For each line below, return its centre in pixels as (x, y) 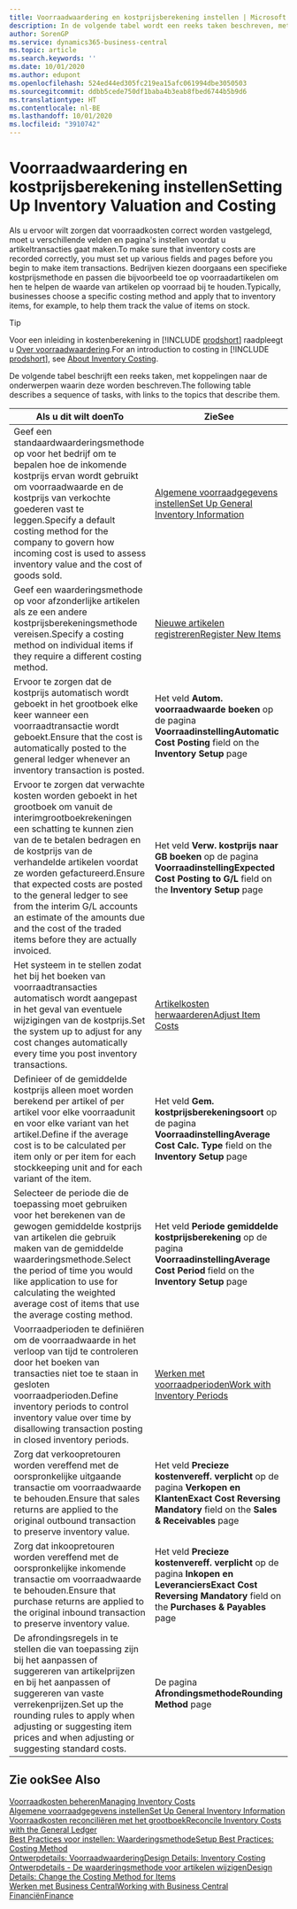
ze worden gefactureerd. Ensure (80, 873)
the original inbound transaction (80, 1612)
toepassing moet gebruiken (71, 1203)
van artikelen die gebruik (65, 1237)
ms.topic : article (43, 50)
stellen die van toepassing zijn (76, 1649)
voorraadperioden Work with (213, 1384)
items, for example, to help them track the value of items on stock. (129, 305)
